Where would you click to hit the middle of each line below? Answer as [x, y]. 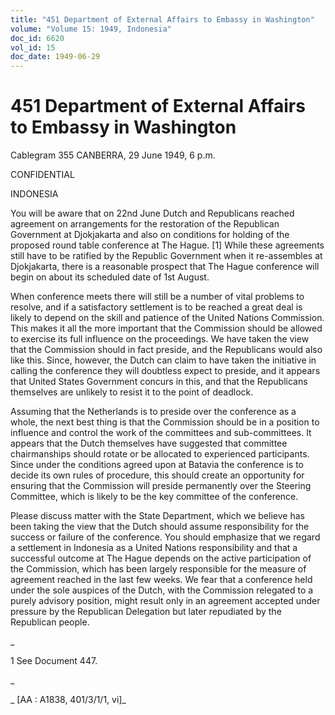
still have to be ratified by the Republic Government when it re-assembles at [166, 256]
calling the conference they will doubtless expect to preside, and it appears [165, 371]
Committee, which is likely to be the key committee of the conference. [154, 497]
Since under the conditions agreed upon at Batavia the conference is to [157, 465]
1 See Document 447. [54, 661]
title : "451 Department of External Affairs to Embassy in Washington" [162, 19]
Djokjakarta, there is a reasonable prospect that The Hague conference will [165, 267]
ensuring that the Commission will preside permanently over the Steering [161, 486]
